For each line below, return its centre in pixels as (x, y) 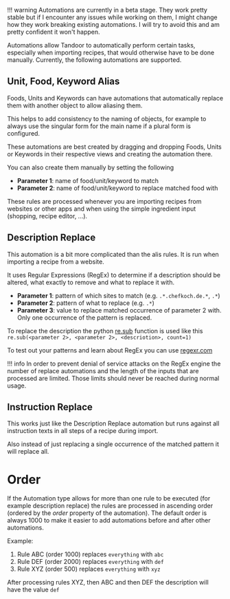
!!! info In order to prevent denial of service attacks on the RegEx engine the (114, 364)
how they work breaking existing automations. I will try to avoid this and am (113, 24)
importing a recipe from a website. (56, 262)
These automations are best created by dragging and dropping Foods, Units (114, 147)
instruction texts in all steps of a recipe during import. (83, 431)
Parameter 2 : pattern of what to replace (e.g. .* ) (85, 303)
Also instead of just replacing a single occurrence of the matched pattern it (113, 444)
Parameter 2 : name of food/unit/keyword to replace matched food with (117, 188)
